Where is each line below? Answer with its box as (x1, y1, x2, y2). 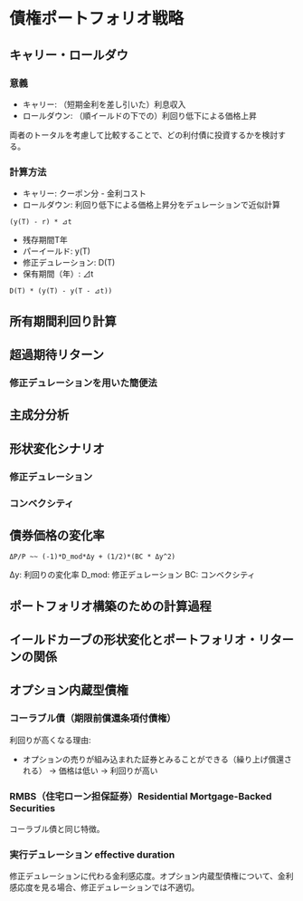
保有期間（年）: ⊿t (22, 268, 94, 279)
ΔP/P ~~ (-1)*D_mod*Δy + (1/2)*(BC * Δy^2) (9, 552, 176, 562)
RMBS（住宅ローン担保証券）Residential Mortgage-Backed (9, 790, 272, 802)
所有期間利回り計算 (9, 314, 117, 329)
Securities (9, 801, 56, 814)
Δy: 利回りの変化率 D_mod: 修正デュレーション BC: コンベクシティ (9, 569, 256, 580)
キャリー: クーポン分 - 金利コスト (22, 188, 147, 199)
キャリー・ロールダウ (9, 47, 128, 63)
